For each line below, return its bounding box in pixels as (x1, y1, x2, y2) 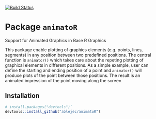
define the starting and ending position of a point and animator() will (5, 67, 142, 73)
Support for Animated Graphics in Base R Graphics (5, 37, 107, 43)
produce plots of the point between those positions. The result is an (5, 73, 140, 78)
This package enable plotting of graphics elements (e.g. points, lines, (5, 46, 143, 53)
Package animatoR (5, 22, 78, 32)
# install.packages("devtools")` (5, 104, 73, 109)
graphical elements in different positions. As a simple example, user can (5, 62, 149, 68)
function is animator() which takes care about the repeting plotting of (5, 57, 144, 63)
